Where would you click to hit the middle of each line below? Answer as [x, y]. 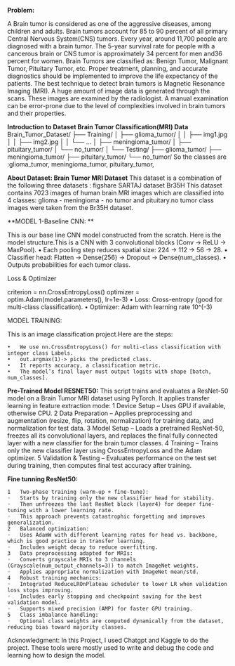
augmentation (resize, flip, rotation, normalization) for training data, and [110, 420]
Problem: [21, 10]
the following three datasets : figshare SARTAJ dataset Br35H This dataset [115, 185]
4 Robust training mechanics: [54, 578]
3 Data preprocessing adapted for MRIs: [70, 554]
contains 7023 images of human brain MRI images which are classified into [116, 193]
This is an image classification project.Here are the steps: [90, 334]
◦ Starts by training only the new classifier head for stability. [111, 498]
